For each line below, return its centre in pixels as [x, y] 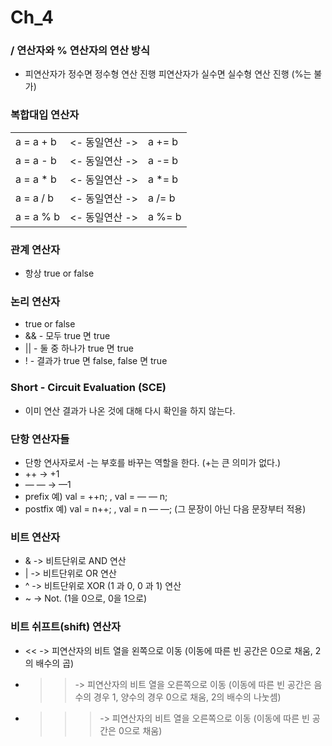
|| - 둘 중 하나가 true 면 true [79, 348]
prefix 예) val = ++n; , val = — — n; [96, 496]
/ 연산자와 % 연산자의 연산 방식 [80, 51]
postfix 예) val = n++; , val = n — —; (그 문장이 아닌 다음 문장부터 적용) [165, 508]
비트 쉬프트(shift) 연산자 [66, 627]
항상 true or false [59, 273]
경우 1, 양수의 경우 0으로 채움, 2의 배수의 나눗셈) [187, 697]
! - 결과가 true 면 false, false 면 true [96, 361]
